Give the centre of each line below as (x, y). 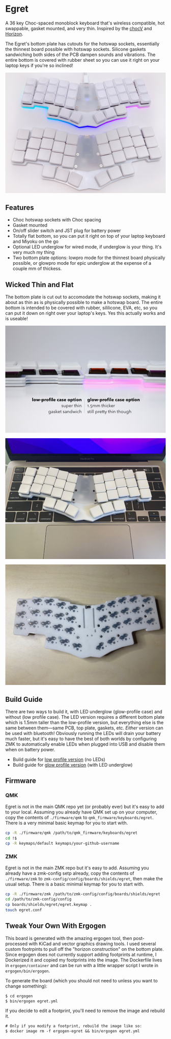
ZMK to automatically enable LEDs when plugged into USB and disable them (85, 744)
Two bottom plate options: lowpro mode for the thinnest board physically (89, 258)
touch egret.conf (24, 910)
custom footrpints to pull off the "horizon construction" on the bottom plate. (84, 949)
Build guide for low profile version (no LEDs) (59, 759)
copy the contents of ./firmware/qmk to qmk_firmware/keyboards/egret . (79, 817)
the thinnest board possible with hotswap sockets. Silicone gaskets (76, 49)
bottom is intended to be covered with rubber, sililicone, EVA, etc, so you (81, 308)
